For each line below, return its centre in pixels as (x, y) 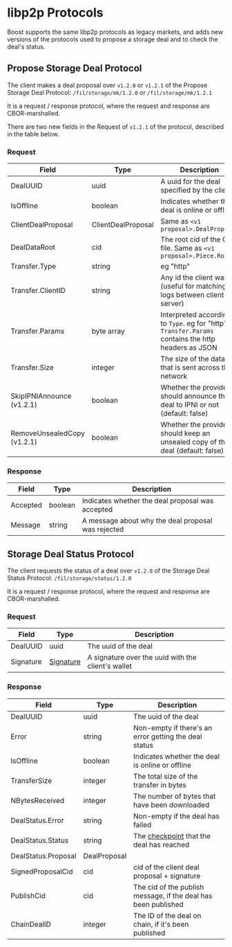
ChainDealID (31, 924)
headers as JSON (189, 348)
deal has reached (162, 845)
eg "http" (175, 267)
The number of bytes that (175, 796)
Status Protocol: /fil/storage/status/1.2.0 (69, 578)
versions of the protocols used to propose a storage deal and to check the (113, 39)
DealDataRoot (33, 247)
